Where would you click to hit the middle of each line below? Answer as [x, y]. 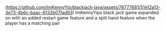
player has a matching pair [33, 23]
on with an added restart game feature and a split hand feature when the [80, 18]
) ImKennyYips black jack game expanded [116, 12]
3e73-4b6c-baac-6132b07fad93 [39, 12]
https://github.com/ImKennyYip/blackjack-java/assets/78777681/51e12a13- [84, 7]
